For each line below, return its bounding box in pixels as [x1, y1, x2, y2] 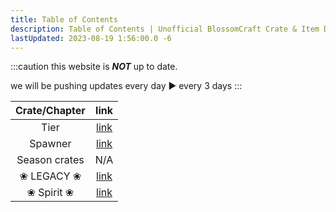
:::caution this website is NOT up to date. [10, 61, 178, 73]
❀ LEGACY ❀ [19, 169, 82, 183]
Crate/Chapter [15, 104, 86, 118]
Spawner [29, 137, 72, 151]
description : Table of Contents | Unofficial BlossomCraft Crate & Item [10, 24, 320, 34]
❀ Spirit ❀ [26, 186, 75, 200]
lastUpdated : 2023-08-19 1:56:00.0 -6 [10, 33, 172, 43]
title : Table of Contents [10, 14, 118, 25]
